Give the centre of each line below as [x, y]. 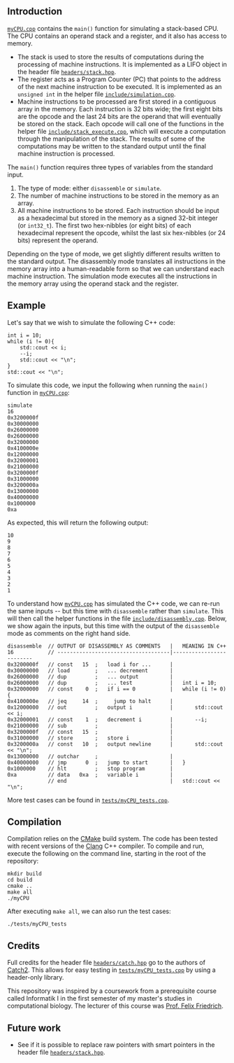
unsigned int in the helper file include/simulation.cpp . [96, 94]
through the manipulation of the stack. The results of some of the [111, 139]
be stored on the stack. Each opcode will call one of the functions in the [120, 124]
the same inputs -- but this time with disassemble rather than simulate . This [115, 611]
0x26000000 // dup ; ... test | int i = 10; [112, 683]
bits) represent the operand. [58, 240]
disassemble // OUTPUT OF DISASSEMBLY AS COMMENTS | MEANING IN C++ [117, 646]
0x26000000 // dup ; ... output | [90, 676]
